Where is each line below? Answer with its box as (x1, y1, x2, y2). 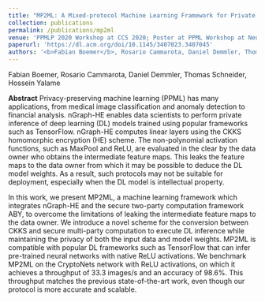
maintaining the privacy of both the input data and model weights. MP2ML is (8, 234, 256, 244)
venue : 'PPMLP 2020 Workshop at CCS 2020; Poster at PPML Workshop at (8, 33, 245, 42)
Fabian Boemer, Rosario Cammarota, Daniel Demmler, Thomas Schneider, (8, 70, 247, 79)
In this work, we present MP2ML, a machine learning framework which (8, 192, 238, 202)
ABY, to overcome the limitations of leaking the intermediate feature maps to (8, 210, 256, 218)
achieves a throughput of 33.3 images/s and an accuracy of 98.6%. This (8, 268, 244, 277)
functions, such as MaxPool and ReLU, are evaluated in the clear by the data (8, 144, 256, 153)
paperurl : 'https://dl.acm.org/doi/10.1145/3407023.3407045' (8, 41, 214, 49)
